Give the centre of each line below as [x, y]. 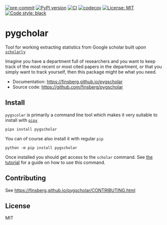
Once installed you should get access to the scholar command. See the [79, 157]
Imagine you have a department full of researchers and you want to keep [80, 61]
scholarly [16, 52]
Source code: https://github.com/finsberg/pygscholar [68, 87]
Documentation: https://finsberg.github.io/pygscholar [67, 81]
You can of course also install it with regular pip [54, 138]
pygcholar [27, 33]
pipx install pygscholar [31, 129]
